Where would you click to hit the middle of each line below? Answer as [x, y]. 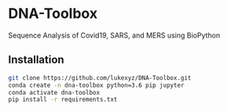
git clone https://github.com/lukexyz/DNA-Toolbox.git [100, 78]
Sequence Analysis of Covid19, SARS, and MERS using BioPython [114, 35]
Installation [36, 60]
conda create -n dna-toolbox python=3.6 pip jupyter [96, 85]
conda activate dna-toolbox [54, 92]
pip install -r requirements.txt [63, 100]
